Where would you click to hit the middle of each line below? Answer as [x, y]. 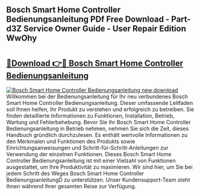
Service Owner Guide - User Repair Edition [105, 29]
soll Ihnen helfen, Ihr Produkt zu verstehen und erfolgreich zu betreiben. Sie [100, 109]
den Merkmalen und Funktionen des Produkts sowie [71, 141]
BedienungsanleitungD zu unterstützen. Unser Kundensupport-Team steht [98, 180]
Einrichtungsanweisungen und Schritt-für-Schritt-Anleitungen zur [87, 148]
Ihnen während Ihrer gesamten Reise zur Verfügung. [71, 186]
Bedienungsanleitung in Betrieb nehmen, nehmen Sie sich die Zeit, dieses [98, 128]
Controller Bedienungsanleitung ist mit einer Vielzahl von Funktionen [91, 160]
